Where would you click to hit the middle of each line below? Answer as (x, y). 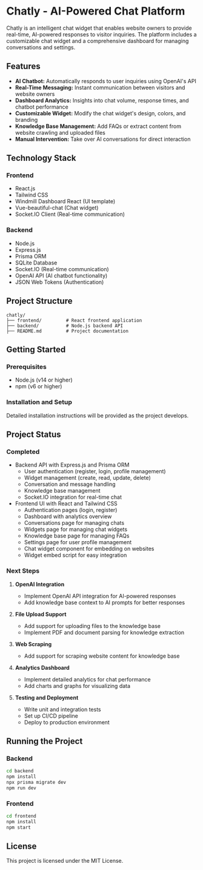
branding (26, 120)
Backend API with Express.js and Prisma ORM (72, 465)
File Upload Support (41, 614)
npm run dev (21, 788)
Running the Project (45, 741)
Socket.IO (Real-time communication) (62, 269)
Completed (23, 451)
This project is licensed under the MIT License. (65, 861)
